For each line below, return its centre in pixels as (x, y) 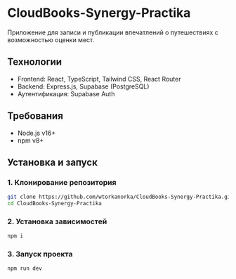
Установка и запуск (53, 162)
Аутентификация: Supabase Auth (66, 93)
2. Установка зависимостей (57, 221)
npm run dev (25, 268)
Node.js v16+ (37, 133)
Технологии (34, 62)
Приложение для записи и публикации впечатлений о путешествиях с (113, 32)
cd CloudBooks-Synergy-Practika (54, 204)
